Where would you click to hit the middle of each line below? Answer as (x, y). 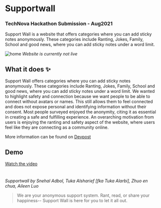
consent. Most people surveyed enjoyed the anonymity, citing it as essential (80, 112)
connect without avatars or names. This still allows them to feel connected (79, 102)
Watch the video (21, 164)
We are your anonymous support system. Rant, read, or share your (83, 195)
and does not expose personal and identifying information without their (76, 107)
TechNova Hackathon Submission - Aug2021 (59, 24)
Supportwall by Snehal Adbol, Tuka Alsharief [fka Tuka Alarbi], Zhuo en (77, 181)
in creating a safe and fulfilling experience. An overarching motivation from (80, 117)
